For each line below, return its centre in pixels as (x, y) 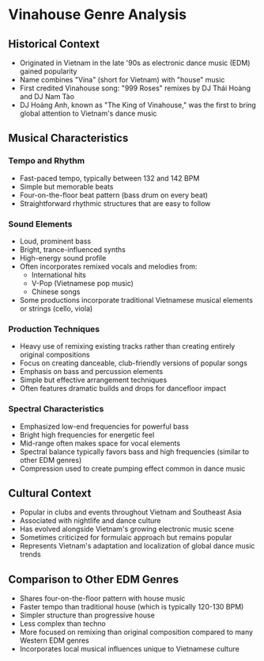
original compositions (55, 355)
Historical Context (54, 44)
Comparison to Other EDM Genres (94, 579)
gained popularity (48, 71)
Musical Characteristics (68, 138)
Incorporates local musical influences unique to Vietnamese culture (129, 649)
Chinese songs (56, 292)
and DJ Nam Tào (47, 96)
